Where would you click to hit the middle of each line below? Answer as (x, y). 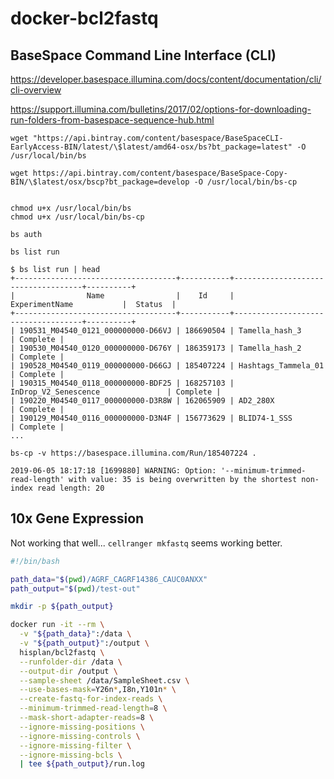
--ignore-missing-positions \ (82, 727)
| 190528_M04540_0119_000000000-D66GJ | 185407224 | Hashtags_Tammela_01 (167, 366)
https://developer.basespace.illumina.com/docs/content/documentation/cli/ (166, 79)
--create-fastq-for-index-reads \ (91, 699)
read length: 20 (70, 488)
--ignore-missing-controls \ (80, 736)
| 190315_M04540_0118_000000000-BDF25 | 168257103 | (122, 383)
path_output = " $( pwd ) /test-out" (75, 588)
